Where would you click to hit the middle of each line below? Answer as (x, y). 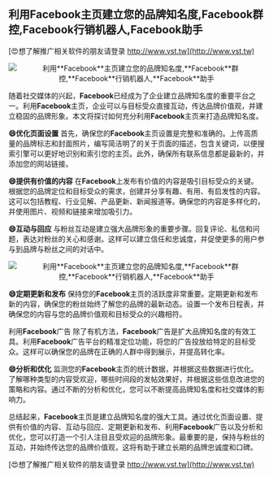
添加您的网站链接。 (41, 163)
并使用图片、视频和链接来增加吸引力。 (72, 211)
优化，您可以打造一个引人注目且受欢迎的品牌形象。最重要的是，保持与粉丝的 (136, 436)
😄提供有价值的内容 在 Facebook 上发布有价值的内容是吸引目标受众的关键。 (133, 180)
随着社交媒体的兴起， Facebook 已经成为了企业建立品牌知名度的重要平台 (129, 95)
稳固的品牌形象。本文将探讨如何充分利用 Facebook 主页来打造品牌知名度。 (139, 115)
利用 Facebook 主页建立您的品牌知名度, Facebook (131, 15)
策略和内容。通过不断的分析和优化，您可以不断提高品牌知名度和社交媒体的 (133, 389)
